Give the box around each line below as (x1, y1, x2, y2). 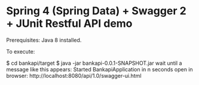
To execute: (6, 48, 35, 55)
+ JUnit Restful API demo (6, 17, 133, 30)
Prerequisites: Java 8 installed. (6, 36, 82, 43)
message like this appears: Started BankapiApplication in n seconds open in (6, 65, 193, 73)
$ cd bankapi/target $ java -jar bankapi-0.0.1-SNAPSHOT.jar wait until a (6, 59, 182, 67)
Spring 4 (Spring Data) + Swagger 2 (6, 4, 186, 18)
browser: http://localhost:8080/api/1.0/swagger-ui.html (6, 72, 142, 79)
